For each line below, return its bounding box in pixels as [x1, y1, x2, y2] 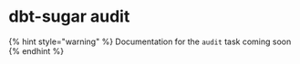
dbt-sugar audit [8, 6, 130, 27]
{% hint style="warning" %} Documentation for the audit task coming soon [8, 36, 292, 47]
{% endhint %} [8, 45, 65, 56]
